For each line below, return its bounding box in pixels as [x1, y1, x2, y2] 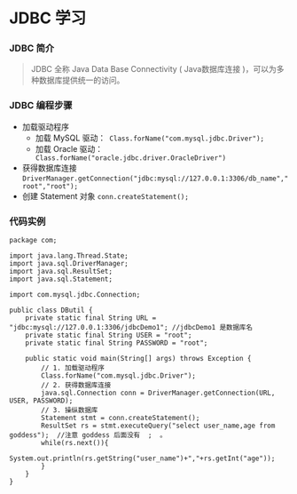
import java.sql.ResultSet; [9, 267, 113, 276]
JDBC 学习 [9, 8, 87, 28]
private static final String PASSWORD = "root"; [25, 339, 208, 347]
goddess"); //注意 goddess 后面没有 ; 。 [9, 431, 167, 440]
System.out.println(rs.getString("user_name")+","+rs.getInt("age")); [9, 454, 276, 463]
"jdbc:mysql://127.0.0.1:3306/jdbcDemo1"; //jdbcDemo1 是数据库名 [9, 323, 253, 332]
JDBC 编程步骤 [9, 100, 73, 112]
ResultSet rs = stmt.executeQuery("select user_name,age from [41, 421, 276, 431]
